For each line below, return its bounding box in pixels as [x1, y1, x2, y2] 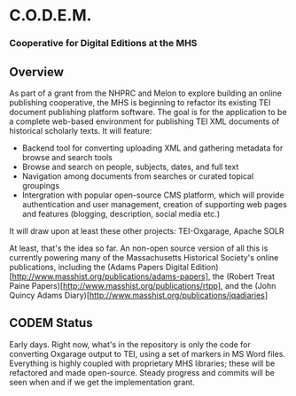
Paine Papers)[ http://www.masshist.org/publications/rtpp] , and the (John [9, 280, 277, 291]
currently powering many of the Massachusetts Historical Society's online [9, 252, 279, 262]
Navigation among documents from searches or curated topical [21, 170, 254, 182]
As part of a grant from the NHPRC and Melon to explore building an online [9, 88, 282, 98]
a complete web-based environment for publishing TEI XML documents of [9, 116, 280, 127]
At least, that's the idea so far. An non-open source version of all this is [9, 243, 269, 253]
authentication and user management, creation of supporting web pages [21, 198, 288, 209]
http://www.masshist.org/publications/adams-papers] [12, 271, 208, 282]
